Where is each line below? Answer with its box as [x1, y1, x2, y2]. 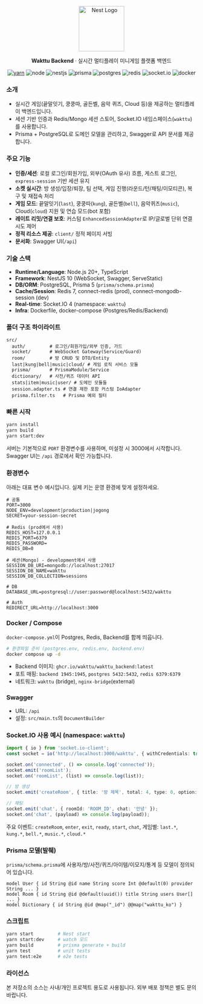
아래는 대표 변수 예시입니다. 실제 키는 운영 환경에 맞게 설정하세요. [6, 484, 159, 491]
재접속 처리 [28, 192, 54, 199]
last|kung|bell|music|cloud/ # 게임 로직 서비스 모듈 [11, 361, 139, 368]
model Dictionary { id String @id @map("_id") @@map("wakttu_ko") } [6, 902, 182, 908]
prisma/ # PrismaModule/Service [11, 367, 110, 373]
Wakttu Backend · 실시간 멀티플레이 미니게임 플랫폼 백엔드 [31, 57, 172, 64]
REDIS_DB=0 [6, 546, 34, 552]
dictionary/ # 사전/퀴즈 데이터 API [11, 374, 101, 380]
